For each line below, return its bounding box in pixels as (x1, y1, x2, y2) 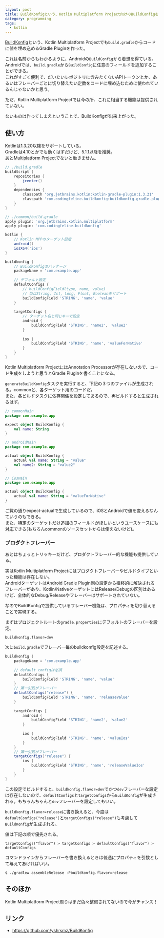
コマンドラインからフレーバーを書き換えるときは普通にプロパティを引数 (5, 854, 150, 860)
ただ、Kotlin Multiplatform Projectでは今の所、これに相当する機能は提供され (5, 97, 158, 103)
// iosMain (5, 476, 27, 481)
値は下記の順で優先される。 (5, 831, 61, 837)
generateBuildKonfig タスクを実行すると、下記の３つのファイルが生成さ (5, 381, 149, 386)
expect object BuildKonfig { (5, 422, 64, 427)
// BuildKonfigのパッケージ (14, 264, 66, 269)
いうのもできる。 (9, 513, 44, 519)
